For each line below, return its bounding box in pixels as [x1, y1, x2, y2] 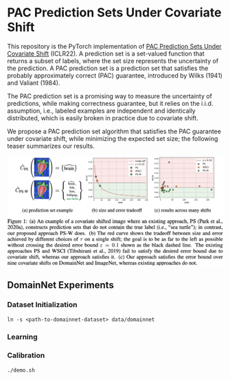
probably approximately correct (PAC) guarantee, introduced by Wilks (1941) [7, 71, 223, 80]
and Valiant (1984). [7, 78, 60, 87]
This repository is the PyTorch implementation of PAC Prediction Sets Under [7, 42, 222, 50]
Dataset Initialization [7, 300, 78, 309]
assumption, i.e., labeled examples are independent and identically [7, 107, 196, 115]
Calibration [7, 350, 45, 360]
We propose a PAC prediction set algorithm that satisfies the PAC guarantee [7, 127, 222, 135]
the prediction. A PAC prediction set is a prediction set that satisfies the [7, 64, 209, 72]
